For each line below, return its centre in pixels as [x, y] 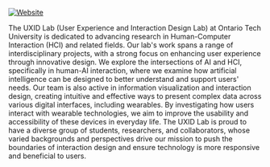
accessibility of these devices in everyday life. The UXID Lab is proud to [128, 122]
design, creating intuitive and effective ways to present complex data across [135, 96]
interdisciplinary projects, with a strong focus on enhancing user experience [135, 53]
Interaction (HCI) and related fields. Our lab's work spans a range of [121, 45]
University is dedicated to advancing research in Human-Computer [120, 37]
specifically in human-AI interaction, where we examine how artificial [123, 71]
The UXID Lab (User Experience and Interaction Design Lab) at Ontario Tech [135, 28]
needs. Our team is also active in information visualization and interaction [130, 88]
